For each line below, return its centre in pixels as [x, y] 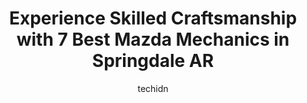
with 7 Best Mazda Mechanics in [153, 39]
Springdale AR [153, 61]
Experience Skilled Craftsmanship [153, 18]
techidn [153, 88]
